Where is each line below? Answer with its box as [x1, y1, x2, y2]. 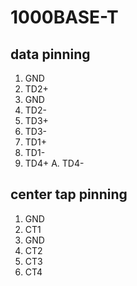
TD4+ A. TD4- [24, 157, 85, 169]
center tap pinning [10, 186, 128, 203]
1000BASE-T [10, 6, 119, 29]
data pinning [10, 46, 91, 63]
